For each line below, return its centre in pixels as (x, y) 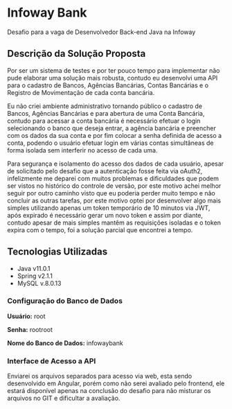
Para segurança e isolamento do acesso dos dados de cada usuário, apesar (115, 164)
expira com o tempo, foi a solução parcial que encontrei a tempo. (100, 229)
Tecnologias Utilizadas (57, 252)
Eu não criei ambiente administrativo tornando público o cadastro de (105, 106)
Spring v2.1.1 (35, 276)
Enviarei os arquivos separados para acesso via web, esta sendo (100, 376)
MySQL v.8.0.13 (39, 283)
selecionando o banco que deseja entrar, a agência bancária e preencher (111, 128)
